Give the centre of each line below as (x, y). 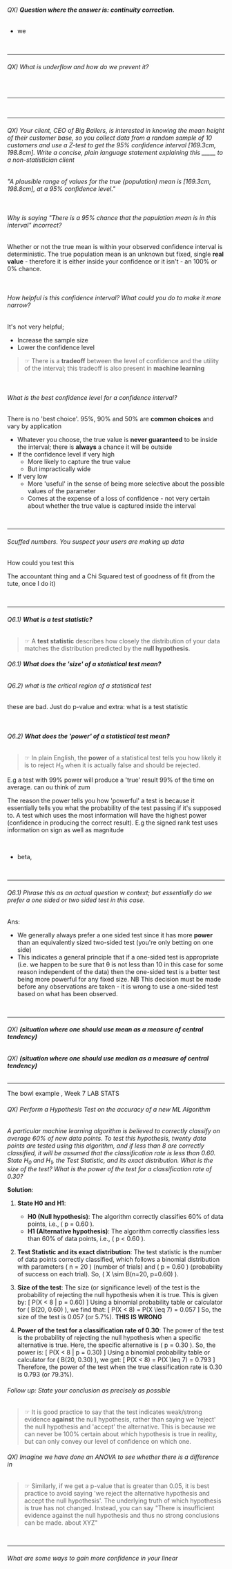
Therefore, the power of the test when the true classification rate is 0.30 (119, 1367)
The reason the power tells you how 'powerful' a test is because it (101, 801)
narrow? (19, 305)
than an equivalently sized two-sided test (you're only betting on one (115, 942)
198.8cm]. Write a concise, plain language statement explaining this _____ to (115, 153)
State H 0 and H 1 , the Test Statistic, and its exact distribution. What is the (110, 1161)
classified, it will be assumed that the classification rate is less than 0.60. (112, 1153)
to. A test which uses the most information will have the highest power (107, 816)
